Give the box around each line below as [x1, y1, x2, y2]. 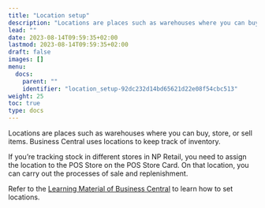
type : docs [8, 107, 44, 115]
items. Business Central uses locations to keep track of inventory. [8, 137, 221, 146]
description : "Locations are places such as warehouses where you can [8, 19, 245, 27]
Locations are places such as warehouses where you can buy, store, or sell [8, 128, 252, 138]
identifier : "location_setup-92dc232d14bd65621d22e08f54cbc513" [22, 84, 238, 93]
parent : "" [22, 77, 58, 85]
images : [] [8, 56, 44, 64]
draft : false [8, 48, 51, 56]
